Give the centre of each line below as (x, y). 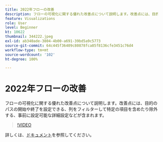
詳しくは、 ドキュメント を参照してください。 (50, 135)
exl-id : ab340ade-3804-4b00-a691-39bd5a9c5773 (53, 41)
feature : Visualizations (30, 18)
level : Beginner (21, 28)
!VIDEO (24, 125)
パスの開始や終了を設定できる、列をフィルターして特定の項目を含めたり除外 (81, 109)
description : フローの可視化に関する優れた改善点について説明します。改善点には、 (78, 14)
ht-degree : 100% (21, 59)
